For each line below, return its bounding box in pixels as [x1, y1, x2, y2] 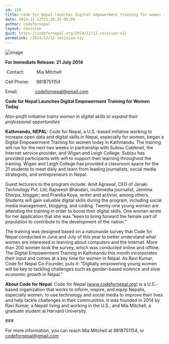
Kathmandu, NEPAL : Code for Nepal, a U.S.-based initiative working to [5, 128, 152, 134]
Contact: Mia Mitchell [6, 69, 62, 75]
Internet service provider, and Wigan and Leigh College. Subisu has [5, 150, 145, 156]
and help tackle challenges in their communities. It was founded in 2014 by [5, 297, 160, 303]
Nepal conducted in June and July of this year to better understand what [5, 234, 156, 240]
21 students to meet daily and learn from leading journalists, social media [5, 166, 156, 172]
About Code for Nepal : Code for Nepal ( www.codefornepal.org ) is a [5, 281, 146, 287]
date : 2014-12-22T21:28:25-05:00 [5, 17, 75, 22]
